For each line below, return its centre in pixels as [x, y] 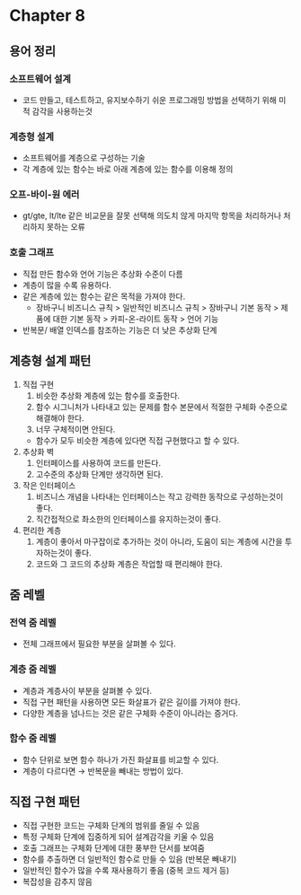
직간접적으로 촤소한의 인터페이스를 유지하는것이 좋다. [128, 519]
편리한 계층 [42, 530]
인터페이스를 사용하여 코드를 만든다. [98, 462]
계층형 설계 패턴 [50, 361]
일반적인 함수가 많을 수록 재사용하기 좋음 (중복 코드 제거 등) [126, 870]
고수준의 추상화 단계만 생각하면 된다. [99, 474]
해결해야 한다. [60, 417]
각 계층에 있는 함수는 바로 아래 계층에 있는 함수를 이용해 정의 [128, 169]
